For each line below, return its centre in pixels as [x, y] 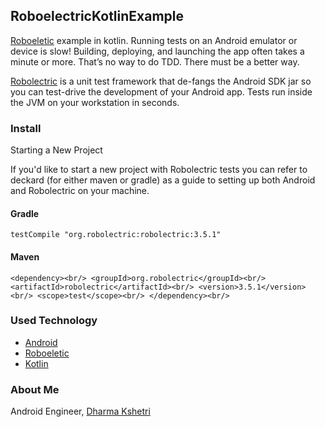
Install [26, 128]
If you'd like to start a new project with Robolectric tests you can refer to [159, 170]
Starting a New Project [56, 150]
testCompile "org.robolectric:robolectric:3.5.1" [116, 235]
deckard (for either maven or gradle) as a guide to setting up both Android [163, 180]
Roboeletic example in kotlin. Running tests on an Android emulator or [154, 40]
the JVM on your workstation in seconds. [95, 102]
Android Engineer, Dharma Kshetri [80, 411]
